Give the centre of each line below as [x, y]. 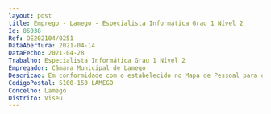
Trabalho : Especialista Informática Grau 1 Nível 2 [97, 61]
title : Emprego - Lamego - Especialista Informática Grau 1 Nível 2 [126, 23]
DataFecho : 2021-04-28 [46, 53]
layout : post [30, 16]
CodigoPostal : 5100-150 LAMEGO [61, 83]
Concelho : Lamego [38, 90]
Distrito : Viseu [35, 98]
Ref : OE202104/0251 [41, 38]
